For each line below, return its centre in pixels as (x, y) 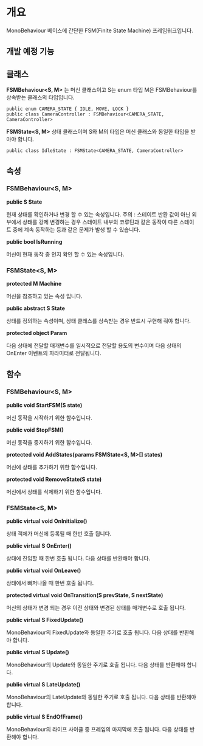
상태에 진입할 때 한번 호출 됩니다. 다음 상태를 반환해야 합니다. (78, 558)
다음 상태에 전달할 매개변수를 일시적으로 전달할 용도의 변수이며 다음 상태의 (94, 346)
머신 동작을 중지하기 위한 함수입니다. (49, 442)
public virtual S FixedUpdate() (45, 620)
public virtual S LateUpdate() (43, 685)
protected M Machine (34, 284)
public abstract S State (36, 308)
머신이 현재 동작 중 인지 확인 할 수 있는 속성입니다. (65, 254)
